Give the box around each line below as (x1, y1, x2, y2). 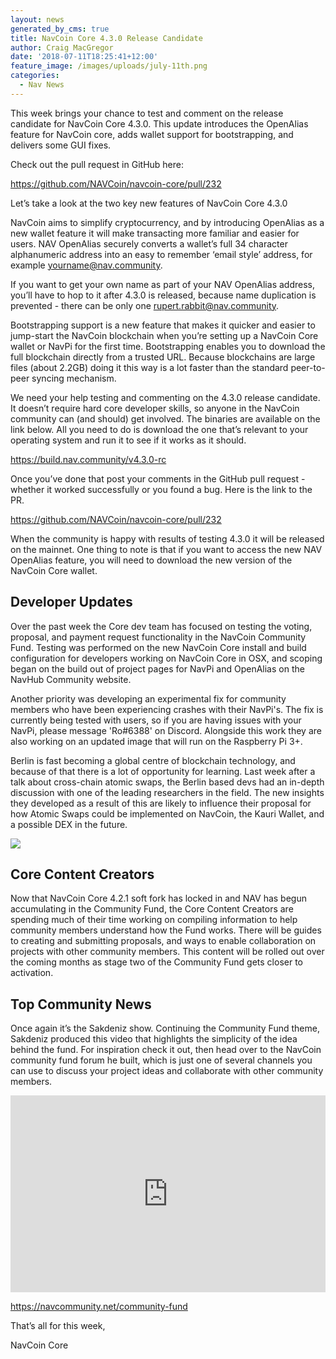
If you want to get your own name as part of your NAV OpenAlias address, (10, 278, 315, 290)
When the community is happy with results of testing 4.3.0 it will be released (10, 532, 325, 545)
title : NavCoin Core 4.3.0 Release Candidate (10, 33, 203, 43)
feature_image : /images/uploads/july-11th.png (10, 61, 208, 71)
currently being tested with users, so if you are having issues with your (10, 714, 302, 726)
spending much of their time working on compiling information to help (10, 914, 298, 926)
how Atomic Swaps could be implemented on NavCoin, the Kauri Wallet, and (10, 807, 325, 820)
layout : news (10, 14, 65, 25)
